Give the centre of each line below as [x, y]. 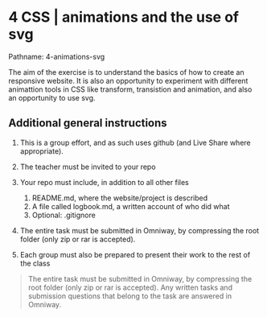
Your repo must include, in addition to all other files [104, 182]
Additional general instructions [88, 124]
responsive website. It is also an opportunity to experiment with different [128, 80]
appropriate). [42, 151]
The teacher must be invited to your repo [88, 167]
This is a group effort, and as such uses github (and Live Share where [135, 142]
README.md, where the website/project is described [120, 198]
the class [35, 263]
